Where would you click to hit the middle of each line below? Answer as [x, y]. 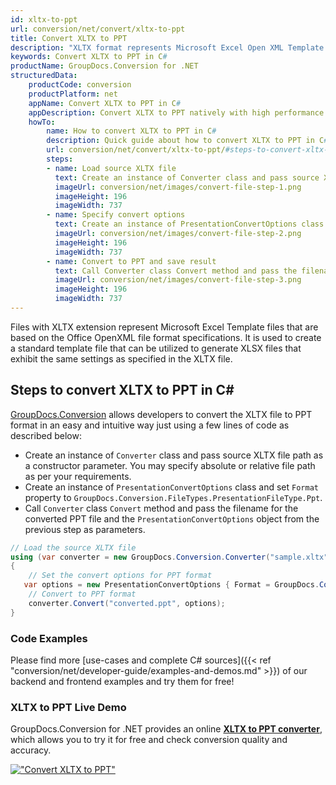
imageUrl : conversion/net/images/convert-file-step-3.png [178, 280]
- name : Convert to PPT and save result [131, 261]
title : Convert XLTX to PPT [69, 38]
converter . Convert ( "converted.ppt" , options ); [127, 603]
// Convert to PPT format [82, 594]
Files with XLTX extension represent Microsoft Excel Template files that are [164, 327]
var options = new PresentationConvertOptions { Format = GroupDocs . [171, 585]
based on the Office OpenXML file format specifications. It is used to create [166, 337]
